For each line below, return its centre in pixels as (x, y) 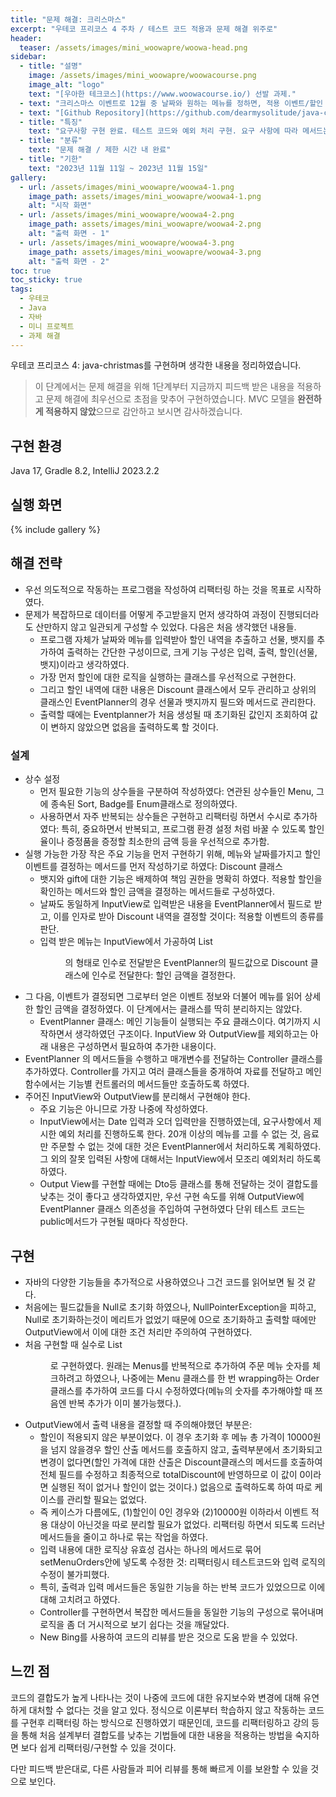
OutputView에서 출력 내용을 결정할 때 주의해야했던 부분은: (138, 1424)
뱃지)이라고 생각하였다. (84, 664)
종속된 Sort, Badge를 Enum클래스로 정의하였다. (144, 804)
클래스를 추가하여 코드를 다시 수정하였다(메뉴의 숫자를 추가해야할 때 (181, 1390)
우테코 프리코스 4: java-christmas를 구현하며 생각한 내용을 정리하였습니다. (156, 365)
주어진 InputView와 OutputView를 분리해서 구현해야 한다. (137, 1097)
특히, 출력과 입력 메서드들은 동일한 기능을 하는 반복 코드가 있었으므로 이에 (182, 1587)
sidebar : (28, 57)
